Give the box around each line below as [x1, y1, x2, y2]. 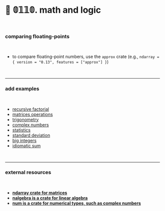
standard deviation [12, 132, 51, 138]
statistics [12, 127, 31, 133]
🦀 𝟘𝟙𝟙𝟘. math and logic [5, 4, 102, 16]
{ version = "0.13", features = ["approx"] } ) [12, 59, 109, 65]
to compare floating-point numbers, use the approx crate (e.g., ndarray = [12, 54, 160, 60]
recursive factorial [12, 106, 49, 112]
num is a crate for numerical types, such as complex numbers [12, 200, 141, 206]
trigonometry [12, 117, 39, 122]
